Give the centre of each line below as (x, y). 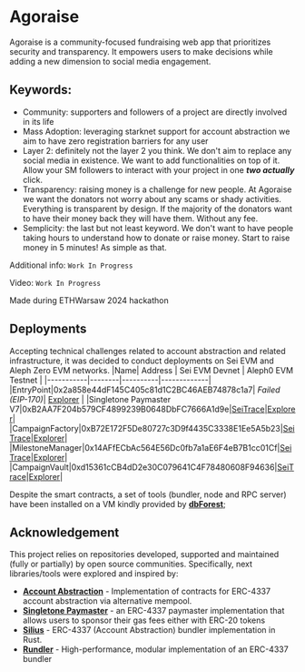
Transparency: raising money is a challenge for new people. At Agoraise (157, 189)
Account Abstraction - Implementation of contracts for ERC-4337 (146, 591)
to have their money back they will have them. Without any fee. (140, 218)
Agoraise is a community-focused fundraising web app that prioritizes (140, 42)
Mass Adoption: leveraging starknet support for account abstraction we (156, 131)
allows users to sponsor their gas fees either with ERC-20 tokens (144, 620)
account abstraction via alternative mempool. (107, 601)
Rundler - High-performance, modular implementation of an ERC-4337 (155, 649)
